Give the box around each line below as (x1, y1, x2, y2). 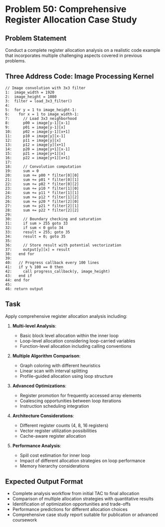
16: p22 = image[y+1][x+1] (5, 155, 70, 160)
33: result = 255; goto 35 (5, 230, 70, 235)
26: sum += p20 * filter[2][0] (5, 199, 79, 204)
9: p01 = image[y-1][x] (5, 125, 66, 130)
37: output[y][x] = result (5, 247, 70, 252)
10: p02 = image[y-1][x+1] (5, 129, 70, 134)
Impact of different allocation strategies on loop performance (19, 458, 146, 464)
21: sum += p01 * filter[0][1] (5, 177, 79, 182)
